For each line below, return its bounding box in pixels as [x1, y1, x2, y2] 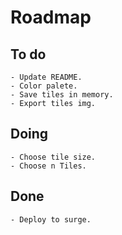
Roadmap [10, 6, 92, 29]
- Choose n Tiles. [10, 161, 87, 171]
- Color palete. [10, 81, 78, 91]
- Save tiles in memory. [10, 90, 114, 100]
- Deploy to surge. [10, 214, 92, 225]
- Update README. [10, 72, 83, 82]
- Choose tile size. [10, 152, 97, 162]
